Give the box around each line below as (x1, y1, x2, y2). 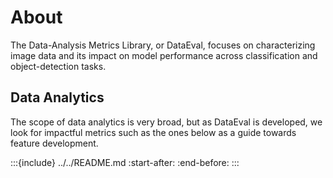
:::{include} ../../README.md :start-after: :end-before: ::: (10, 156, 240, 168)
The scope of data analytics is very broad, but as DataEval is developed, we (10, 116, 323, 128)
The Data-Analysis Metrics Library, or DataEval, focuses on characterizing (10, 39, 316, 51)
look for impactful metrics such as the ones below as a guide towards (10, 126, 297, 138)
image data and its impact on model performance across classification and (10, 49, 318, 61)
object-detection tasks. (10, 60, 107, 72)
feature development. (10, 137, 99, 149)
